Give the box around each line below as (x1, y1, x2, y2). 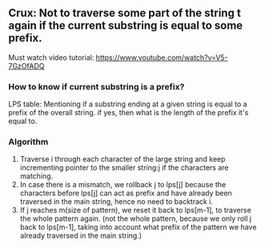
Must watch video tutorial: (8, 52, 94, 62)
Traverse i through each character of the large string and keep (19, 154, 226, 164)
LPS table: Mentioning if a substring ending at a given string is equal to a (8, 99, 247, 109)
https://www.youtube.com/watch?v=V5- (95, 52, 228, 62)
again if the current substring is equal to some (8, 19, 243, 33)
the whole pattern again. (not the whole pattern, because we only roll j (19, 214, 252, 223)
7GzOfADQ (8, 61, 45, 70)
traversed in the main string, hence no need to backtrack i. (19, 197, 214, 206)
